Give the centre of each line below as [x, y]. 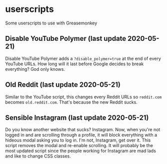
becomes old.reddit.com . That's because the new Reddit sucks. [72, 102]
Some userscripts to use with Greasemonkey [51, 23]
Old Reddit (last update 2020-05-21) [63, 85]
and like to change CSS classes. [38, 156]
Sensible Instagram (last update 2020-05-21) [77, 117]
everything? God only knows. [35, 69]
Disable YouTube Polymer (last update [66, 39]
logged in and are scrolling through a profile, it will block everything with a [81, 135]
